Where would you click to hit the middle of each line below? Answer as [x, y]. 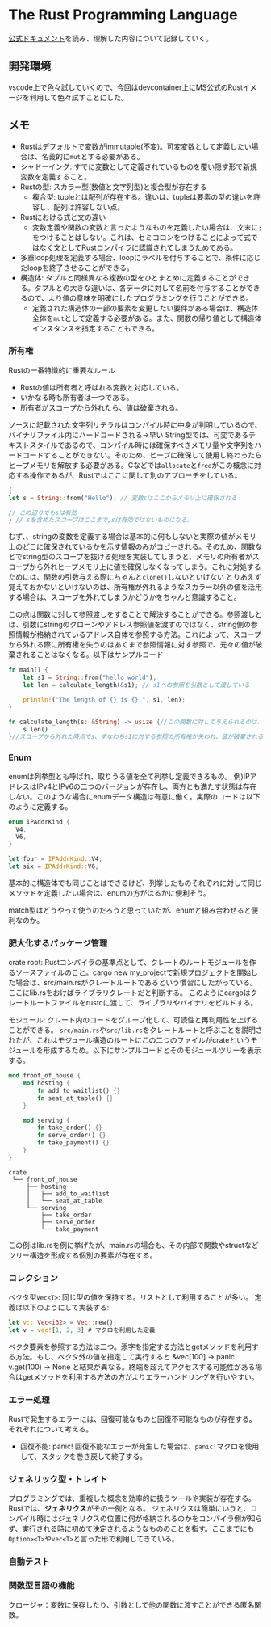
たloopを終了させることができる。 [77, 268]
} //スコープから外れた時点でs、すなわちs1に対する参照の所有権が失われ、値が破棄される [136, 737]
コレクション [33, 1278]
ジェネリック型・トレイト [58, 1479]
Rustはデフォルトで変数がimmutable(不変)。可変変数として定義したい [135, 146]
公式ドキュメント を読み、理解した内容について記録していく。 [111, 38]
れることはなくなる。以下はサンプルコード [93, 655]
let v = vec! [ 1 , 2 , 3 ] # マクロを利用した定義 [82, 1330]
